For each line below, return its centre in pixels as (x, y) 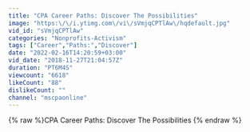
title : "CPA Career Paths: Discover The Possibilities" (103, 16)
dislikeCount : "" (37, 90)
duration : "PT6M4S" (41, 68)
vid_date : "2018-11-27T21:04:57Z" (66, 61)
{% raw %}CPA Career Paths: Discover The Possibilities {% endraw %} (125, 120)
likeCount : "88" (35, 82)
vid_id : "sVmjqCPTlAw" (46, 30)
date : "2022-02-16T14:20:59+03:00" (67, 53)
